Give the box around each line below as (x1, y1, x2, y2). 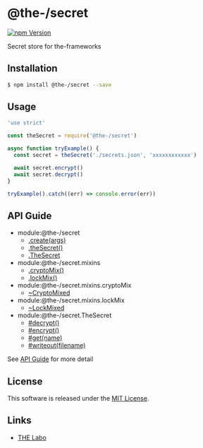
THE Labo (17, 433, 47, 442)
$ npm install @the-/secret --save (7, 81, 112, 88)
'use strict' (7, 119, 46, 126)
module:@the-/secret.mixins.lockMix (17, 296, 125, 305)
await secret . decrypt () (13, 171, 83, 178)
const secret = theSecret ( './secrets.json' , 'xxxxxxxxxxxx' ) (13, 152, 197, 159)
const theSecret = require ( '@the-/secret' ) (7, 132, 137, 139)
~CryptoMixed (27, 288, 70, 297)
